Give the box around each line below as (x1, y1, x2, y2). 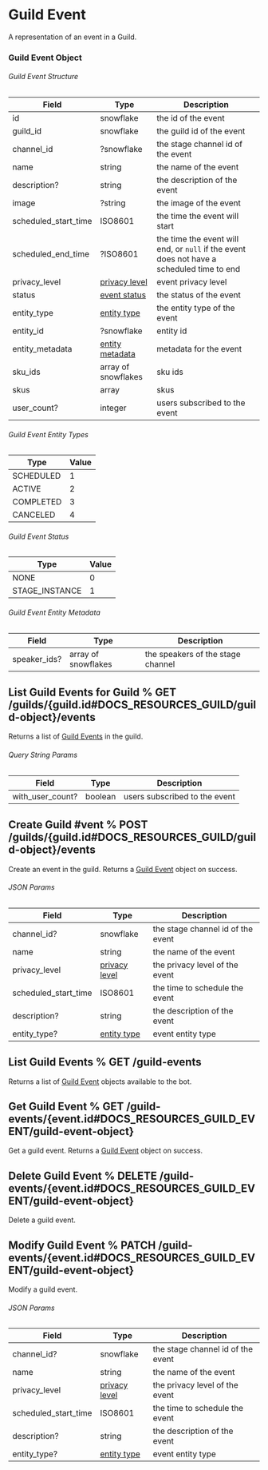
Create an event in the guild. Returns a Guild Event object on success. (8, 864, 238, 874)
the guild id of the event (156, 125, 246, 137)
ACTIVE (12, 484, 41, 495)
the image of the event (156, 197, 242, 209)
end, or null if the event (156, 244, 246, 255)
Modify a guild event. (8, 1285, 78, 1294)
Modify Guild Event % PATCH (8, 1238, 156, 1252)
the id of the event (156, 113, 225, 124)
